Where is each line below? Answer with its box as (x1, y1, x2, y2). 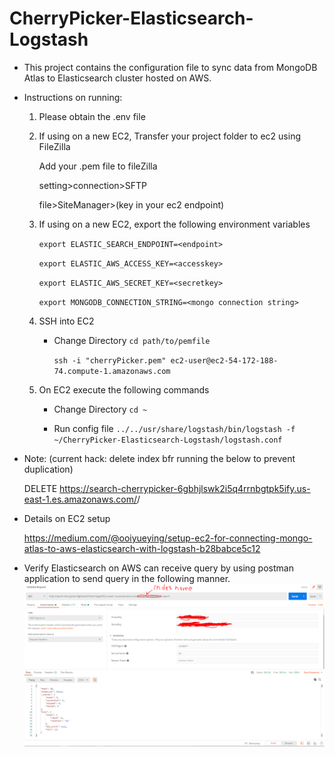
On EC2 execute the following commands (38, 383, 210, 396)
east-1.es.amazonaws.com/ (23, 493, 138, 505)
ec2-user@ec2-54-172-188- (170, 355, 279, 366)
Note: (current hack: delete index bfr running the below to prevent (23, 452, 296, 464)
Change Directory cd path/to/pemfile (53, 334, 211, 346)
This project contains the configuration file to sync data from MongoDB (23, 61, 318, 73)
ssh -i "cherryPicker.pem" (53, 355, 167, 366)
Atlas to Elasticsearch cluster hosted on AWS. (23, 72, 212, 84)
